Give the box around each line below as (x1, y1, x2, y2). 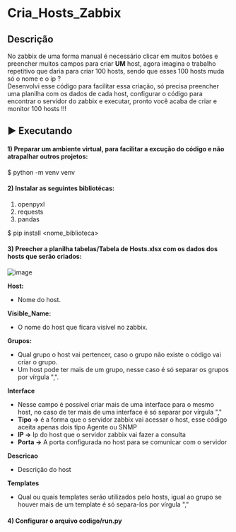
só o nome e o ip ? (7, 74, 61, 83)
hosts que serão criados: (7, 253, 83, 261)
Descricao (7, 451, 39, 460)
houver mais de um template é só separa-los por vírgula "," (17, 500, 189, 509)
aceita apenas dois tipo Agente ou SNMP (17, 423, 138, 431)
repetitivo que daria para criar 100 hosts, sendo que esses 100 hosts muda (7, 67, 225, 75)
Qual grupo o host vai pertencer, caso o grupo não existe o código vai (17, 350, 221, 359)
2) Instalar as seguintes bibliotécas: (7, 184, 115, 192)
